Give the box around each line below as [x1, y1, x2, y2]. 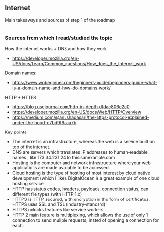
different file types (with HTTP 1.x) [12, 191, 82, 197]
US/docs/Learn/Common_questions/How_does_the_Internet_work [12, 61, 146, 66]
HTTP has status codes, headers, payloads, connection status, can [12, 186, 149, 192]
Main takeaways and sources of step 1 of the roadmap [5, 17, 115, 23]
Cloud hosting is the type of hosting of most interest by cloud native [12, 170, 150, 176]
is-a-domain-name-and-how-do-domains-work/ [12, 85, 111, 91]
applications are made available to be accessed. [12, 165, 110, 171]
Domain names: [5, 70, 37, 76]
